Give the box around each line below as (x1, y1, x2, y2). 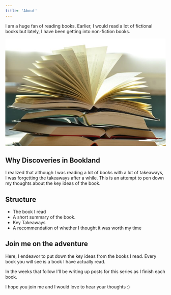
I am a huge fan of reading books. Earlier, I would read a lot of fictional (5, 23, 153, 29)
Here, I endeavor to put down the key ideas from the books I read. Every (5, 253, 157, 259)
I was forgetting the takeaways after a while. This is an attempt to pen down (5, 175, 164, 181)
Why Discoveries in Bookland (5, 156, 100, 165)
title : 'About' (5, 8, 38, 13)
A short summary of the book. (12, 214, 76, 220)
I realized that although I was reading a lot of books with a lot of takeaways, (5, 170, 164, 176)
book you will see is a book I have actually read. (5, 258, 106, 264)
